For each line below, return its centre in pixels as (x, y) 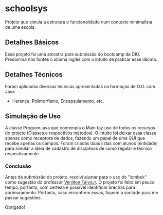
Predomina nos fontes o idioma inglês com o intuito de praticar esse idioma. (81, 59)
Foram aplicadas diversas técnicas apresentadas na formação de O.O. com (80, 86)
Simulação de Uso (33, 116)
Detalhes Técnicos (34, 75)
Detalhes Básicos (32, 43)
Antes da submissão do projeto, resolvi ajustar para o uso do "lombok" (76, 177)
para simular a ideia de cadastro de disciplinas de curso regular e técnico (79, 148)
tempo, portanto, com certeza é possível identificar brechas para (70, 187)
